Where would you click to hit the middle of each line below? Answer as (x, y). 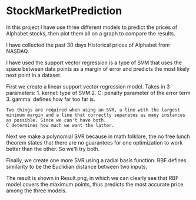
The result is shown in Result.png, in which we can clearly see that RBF (92, 178)
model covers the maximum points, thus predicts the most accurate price (95, 184)
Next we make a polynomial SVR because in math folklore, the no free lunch (98, 136)
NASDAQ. (18, 51)
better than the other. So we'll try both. (53, 149)
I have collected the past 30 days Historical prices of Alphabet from (88, 45)
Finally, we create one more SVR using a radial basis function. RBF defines (96, 160)
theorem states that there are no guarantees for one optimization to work (94, 142)
